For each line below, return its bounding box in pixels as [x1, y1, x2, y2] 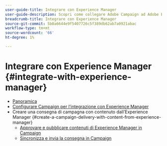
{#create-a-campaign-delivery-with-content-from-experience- [32, 114, 162, 120]
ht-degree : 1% [5, 35, 35, 40]
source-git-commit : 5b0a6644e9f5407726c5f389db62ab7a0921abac [5, 21, 137, 26]
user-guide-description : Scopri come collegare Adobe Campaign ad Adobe [5, 12, 159, 17]
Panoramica [12, 98, 37, 104]
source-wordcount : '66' [5, 30, 55, 35]
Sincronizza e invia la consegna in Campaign [19, 135, 112, 141]
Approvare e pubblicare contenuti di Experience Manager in [19, 125, 143, 131]
